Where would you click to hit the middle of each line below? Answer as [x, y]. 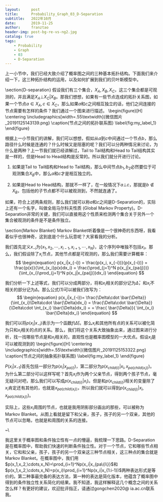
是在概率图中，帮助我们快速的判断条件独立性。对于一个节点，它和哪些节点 [79, 446]
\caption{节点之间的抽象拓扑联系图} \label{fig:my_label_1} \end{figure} [75, 356]
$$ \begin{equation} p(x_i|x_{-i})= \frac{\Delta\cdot [68, 298]
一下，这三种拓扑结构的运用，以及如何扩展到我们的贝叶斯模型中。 [75, 80]
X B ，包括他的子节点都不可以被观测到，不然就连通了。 [66, 191]
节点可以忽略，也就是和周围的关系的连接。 [48, 420]
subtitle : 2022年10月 [28, 18]
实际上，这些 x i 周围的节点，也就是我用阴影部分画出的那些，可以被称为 [75, 408]
